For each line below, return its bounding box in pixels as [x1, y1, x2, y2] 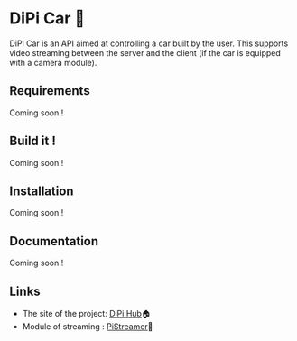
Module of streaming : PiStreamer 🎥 [22, 321, 153, 332]
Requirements [9, 83, 90, 98]
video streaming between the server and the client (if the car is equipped [9, 47, 282, 58]
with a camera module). [9, 57, 97, 68]
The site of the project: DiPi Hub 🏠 [22, 309, 152, 318]
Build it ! [9, 134, 57, 149]
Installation [9, 183, 74, 198]
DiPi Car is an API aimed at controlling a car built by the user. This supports [9, 38, 289, 49]
